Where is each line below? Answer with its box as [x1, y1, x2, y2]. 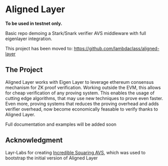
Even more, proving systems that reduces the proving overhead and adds [5, 101, 159, 107]
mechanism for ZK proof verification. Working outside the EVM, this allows [5, 84, 161, 90]
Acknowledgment [5, 136, 63, 145]
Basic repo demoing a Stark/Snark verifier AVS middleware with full [5, 30, 146, 36]
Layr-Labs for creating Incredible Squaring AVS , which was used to [5, 149, 146, 155]
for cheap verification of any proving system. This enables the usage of [5, 90, 155, 96]
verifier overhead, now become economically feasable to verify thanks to [5, 106, 158, 112]
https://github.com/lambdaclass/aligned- [74, 45, 160, 51]
